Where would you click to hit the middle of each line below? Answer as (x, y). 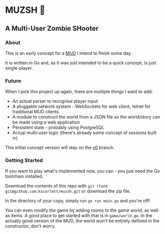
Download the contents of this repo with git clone (56, 186)
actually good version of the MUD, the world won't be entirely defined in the (82, 221)
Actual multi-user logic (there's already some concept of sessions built (84, 133)
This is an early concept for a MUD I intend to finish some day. (68, 53)
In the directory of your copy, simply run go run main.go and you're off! (78, 201)
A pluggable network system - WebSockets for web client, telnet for (81, 106)
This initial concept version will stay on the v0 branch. (60, 147)
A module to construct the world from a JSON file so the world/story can (86, 117)
